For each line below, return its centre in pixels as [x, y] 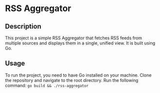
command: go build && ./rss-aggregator [47, 85]
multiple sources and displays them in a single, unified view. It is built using [80, 43]
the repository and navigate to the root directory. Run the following [72, 80]
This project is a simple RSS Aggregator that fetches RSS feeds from [74, 38]
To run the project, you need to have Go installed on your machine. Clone [78, 75]
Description [23, 26]
